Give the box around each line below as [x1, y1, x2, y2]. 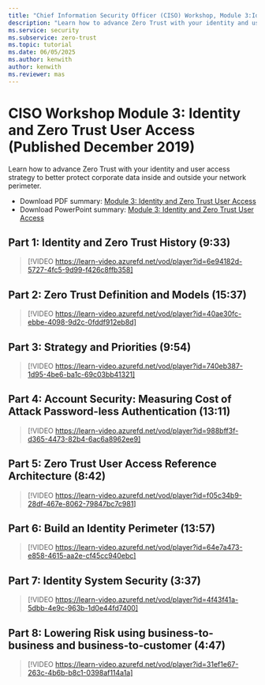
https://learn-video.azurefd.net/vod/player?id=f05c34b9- [54, 491, 243, 500]
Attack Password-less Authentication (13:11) [8, 405, 231, 419]
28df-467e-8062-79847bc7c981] [27, 499, 136, 508]
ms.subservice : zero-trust [8, 33, 97, 42]
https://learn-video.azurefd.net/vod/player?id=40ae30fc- [54, 309, 242, 318]
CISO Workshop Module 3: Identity [8, 104, 241, 122]
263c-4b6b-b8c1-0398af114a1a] [27, 668, 133, 678]
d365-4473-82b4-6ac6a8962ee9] [27, 434, 141, 443]
